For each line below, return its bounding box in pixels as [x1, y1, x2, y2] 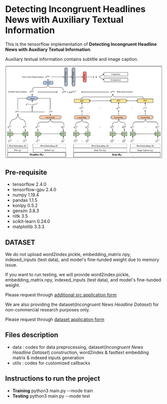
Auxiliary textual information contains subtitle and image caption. [5, 56, 139, 62]
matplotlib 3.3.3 [12, 224, 45, 230]
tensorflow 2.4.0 [12, 181, 46, 187]
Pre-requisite [5, 168, 47, 176]
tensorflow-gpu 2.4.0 [12, 187, 56, 193]
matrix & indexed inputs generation [12, 355, 85, 361]
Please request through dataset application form [5, 316, 105, 322]
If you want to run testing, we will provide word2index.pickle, [5, 271, 130, 277]
